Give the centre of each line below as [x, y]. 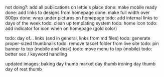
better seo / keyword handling [36, 54]
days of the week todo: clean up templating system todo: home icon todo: [81, 23]
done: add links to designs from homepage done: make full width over [77, 12]
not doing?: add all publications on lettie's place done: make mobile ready [81, 7]
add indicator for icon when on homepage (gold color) [61, 28]
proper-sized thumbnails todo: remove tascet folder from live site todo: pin [82, 43]
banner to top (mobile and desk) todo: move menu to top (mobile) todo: [79, 49]
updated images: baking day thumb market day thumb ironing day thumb [80, 64]
